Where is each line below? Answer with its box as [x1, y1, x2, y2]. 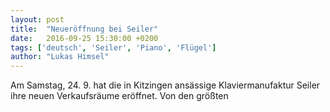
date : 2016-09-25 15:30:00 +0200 [10, 33, 159, 43]
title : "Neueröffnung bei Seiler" [10, 24, 159, 34]
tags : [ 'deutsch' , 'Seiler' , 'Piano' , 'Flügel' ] [10, 42, 217, 53]
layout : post [10, 14, 65, 25]
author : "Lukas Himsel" [10, 52, 110, 62]
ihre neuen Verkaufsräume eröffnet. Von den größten [10, 90, 229, 102]
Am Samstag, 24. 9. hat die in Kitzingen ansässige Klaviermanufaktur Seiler [10, 79, 321, 91]
